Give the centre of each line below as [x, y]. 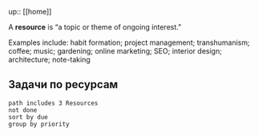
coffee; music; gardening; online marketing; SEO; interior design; [115, 51]
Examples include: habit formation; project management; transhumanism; [129, 42]
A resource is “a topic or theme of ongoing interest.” [95, 27]
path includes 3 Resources [53, 103]
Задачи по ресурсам [63, 84]
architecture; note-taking [49, 60]
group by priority [39, 124]
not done [23, 110]
